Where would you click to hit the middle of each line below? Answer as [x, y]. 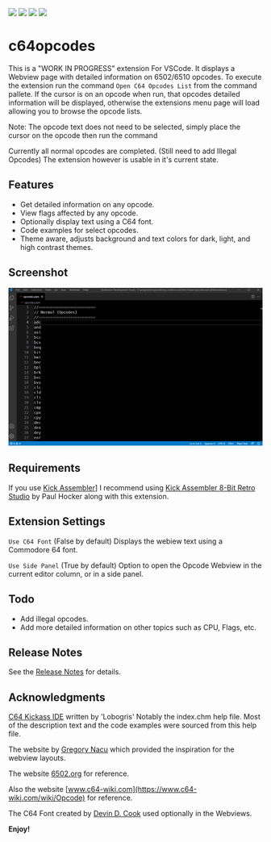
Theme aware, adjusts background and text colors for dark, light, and [135, 239]
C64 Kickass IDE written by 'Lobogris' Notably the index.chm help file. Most [134, 717]
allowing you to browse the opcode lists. [75, 111]
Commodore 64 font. [43, 549]
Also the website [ [38, 790]
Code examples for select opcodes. [79, 230]
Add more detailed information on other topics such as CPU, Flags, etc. [138, 627]
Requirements [44, 468]
